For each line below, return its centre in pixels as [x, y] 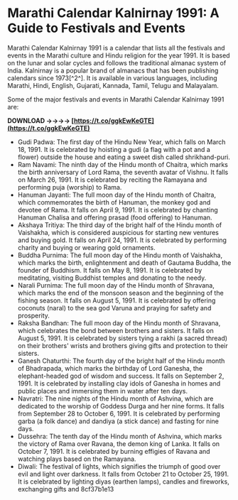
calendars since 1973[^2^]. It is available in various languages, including [113, 78]
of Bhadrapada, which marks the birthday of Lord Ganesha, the [110, 368]
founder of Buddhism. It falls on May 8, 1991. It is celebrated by [110, 270]
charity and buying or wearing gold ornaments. [86, 247]
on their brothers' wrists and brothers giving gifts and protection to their [123, 345]
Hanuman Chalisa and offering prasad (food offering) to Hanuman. [115, 217]
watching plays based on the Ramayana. [77, 459]
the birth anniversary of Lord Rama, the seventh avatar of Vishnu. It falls [123, 172]
